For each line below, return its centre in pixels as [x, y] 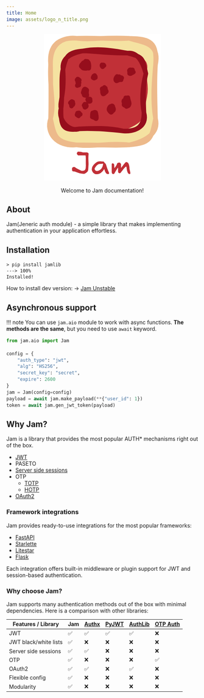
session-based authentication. [44, 575]
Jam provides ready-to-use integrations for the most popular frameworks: [99, 525]
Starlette [26, 543]
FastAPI [25, 537]
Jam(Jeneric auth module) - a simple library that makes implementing [94, 224]
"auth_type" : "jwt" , [43, 360]
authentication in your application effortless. [62, 231]
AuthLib [139, 624]
